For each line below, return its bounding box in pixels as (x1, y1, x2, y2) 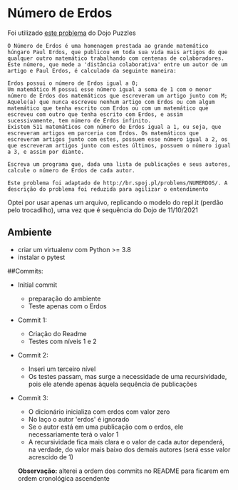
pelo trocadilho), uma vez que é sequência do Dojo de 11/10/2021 (7, 205, 198, 214)
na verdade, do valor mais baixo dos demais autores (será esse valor (28, 445, 231, 454)
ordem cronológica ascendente (17, 474, 110, 482)
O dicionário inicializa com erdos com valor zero (28, 407, 170, 416)
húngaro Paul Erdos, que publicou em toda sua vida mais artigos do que (7, 48, 228, 56)
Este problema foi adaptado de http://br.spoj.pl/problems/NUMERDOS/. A (7, 179, 228, 187)
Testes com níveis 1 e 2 (28, 337, 98, 345)
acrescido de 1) (28, 452, 73, 461)
